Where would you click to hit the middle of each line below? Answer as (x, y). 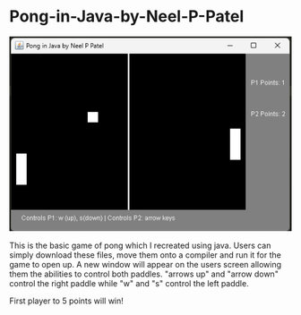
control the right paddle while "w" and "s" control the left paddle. (129, 284)
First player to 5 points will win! (66, 301)
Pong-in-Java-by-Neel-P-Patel (127, 17)
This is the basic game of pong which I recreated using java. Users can (140, 246)
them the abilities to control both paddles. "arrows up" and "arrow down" (144, 274)
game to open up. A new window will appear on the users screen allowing (146, 265)
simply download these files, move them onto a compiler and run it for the (146, 255)
